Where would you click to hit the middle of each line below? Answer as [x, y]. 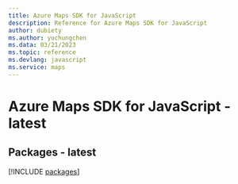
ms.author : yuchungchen [48, 38]
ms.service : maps [37, 67]
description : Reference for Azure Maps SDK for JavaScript [108, 23]
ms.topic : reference [42, 52]
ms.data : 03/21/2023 [42, 45]
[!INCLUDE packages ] [44, 171]
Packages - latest [52, 153]
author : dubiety [35, 30]
